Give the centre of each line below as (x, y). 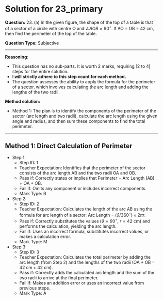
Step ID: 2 (29, 204)
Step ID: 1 (29, 163)
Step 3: (19, 247)
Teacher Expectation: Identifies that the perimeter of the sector (82, 168)
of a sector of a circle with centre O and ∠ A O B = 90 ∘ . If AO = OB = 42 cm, (80, 28)
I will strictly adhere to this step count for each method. (69, 77)
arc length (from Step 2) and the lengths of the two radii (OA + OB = (87, 262)
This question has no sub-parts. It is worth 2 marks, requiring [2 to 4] (81, 66)
